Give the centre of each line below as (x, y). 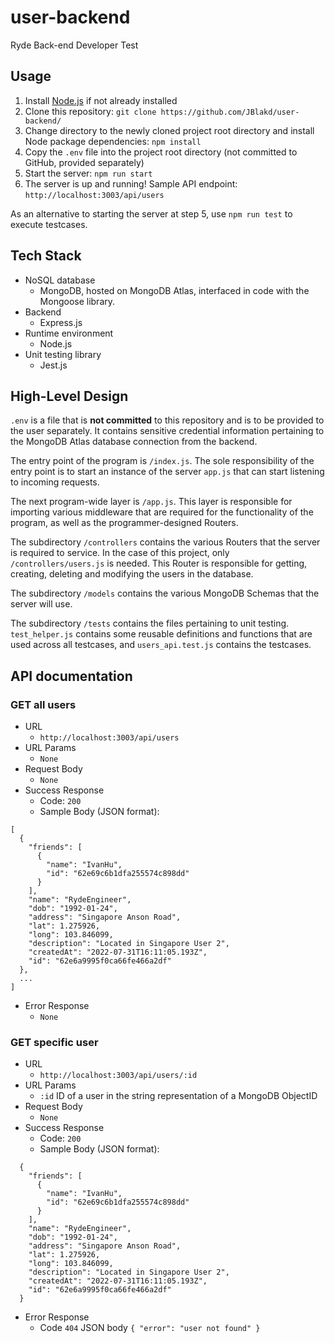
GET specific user (54, 1042)
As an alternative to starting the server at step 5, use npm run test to (151, 213)
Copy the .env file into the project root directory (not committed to (161, 152)
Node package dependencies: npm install (113, 141)
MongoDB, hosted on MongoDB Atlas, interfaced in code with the (174, 290)
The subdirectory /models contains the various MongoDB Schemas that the (165, 593)
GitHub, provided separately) (84, 162)
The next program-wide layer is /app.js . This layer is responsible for (151, 502)
